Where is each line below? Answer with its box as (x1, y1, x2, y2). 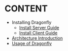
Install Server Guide (19, 24, 60, 30)
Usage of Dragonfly (11, 40, 52, 46)
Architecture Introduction (11, 35, 63, 41)
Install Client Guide (19, 30, 58, 36)
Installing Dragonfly (11, 19, 52, 25)
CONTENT (4, 3, 48, 14)
